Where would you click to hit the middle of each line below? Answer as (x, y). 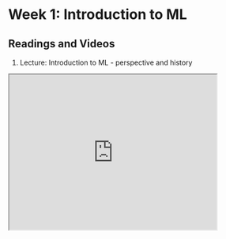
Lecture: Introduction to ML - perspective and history (106, 62)
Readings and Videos (62, 44)
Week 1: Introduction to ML (98, 15)
